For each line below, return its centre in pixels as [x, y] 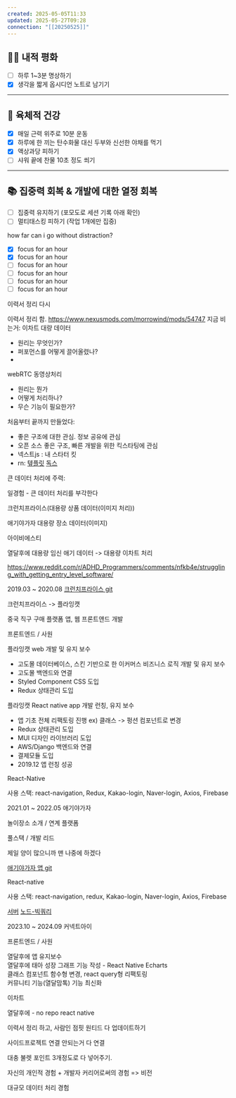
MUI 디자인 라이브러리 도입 [54, 738]
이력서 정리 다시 [29, 304]
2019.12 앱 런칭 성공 [45, 764]
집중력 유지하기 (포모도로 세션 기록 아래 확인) [79, 213]
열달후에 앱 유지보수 [34, 956]
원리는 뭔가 [33, 389]
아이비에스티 [25, 538]
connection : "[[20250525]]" [48, 27]
